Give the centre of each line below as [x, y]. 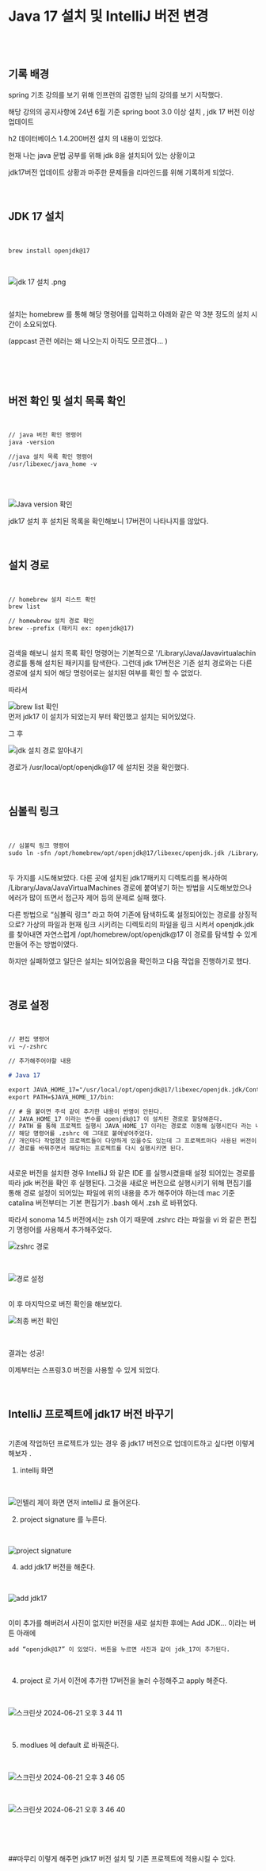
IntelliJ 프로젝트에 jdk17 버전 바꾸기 [91, 1414]
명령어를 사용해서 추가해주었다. [64, 1229]
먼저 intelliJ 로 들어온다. [103, 1502]
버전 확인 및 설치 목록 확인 [67, 400]
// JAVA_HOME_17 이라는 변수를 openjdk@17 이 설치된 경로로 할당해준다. [116, 1119]
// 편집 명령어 [29, 1039]
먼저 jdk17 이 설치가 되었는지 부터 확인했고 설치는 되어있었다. [102, 717]
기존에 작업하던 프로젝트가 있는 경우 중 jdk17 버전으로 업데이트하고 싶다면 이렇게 [131, 1443]
